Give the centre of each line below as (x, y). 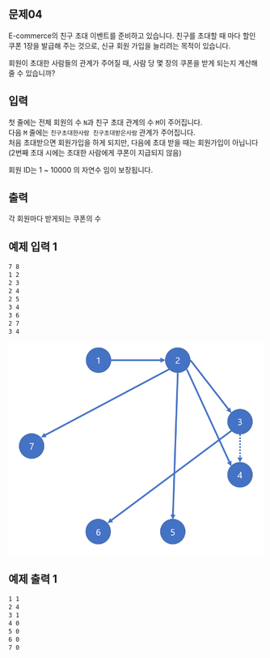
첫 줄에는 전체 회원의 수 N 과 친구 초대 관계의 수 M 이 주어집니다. (105, 122)
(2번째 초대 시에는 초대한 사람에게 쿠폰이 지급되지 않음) (95, 152)
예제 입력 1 (33, 247)
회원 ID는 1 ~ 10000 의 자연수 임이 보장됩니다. (81, 169)
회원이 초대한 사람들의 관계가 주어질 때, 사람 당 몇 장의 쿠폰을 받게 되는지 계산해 (133, 62)
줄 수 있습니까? (32, 73)
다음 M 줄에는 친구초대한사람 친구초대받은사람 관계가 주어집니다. (102, 132)
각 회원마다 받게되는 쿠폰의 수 (55, 219)
